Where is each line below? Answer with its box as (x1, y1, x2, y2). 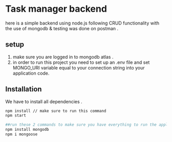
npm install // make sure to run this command (5, 108, 106, 113)
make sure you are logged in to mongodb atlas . (12, 54, 114, 60)
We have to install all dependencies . (5, 98, 83, 105)
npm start (5, 113, 27, 118)
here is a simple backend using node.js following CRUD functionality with (5, 20, 160, 26)
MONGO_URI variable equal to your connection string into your (12, 64, 145, 70)
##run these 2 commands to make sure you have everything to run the (5, 122, 157, 128)
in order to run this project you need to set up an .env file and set (12, 59, 150, 65)
